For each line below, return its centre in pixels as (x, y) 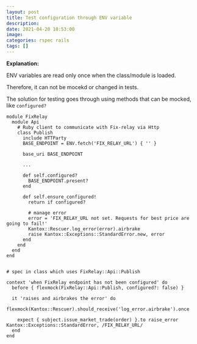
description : (23, 23)
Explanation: (23, 63)
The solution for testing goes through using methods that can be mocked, (99, 99)
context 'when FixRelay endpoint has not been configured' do (87, 282)
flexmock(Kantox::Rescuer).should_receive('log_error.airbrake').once (98, 309)
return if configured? (57, 202)
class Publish (35, 133)
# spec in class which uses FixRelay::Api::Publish (73, 272)
